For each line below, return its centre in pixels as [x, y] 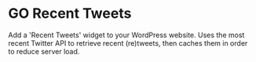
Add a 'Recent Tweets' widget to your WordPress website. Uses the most [126, 35]
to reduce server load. [44, 51]
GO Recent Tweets [70, 14]
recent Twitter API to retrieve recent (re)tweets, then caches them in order [128, 43]
